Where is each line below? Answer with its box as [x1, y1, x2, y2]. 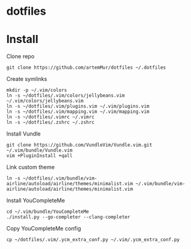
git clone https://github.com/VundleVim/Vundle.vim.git [6, 142, 152, 148]
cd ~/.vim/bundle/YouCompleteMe [6, 209, 89, 215]
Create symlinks [6, 75, 47, 83]
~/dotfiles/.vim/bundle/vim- [22, 175, 98, 182]
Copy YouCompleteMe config [6, 225, 82, 232]
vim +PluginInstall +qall [6, 153, 72, 159]
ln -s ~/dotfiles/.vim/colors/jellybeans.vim [6, 93, 125, 99]
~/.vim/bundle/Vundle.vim [6, 147, 72, 154]
